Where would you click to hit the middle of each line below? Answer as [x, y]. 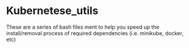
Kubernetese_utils [52, 11]
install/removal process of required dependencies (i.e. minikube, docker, [95, 33]
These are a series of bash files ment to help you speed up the [83, 27]
